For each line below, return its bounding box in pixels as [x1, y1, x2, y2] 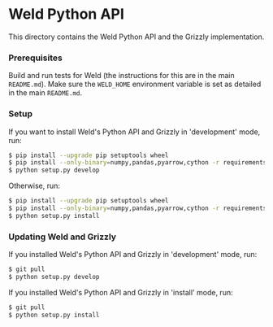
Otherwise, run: [8, 181, 61, 191]
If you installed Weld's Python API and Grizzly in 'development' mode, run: [8, 250, 258, 259]
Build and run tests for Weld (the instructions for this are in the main [8, 71, 235, 81]
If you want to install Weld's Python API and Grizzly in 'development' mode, [8, 127, 261, 137]
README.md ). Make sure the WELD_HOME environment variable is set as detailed [8, 79, 262, 89]
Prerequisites [8, 52, 63, 63]
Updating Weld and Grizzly [8, 231, 116, 242]
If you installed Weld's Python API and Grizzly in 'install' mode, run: [8, 287, 233, 297]
